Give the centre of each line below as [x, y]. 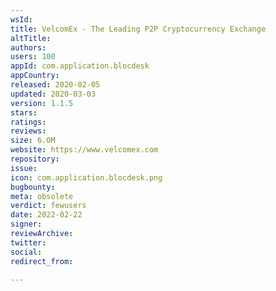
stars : [24, 112]
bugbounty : [33, 187]
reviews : [28, 131]
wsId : [21, 19]
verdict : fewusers [48, 206]
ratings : [28, 122]
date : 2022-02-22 [46, 215]
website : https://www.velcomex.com [84, 150]
